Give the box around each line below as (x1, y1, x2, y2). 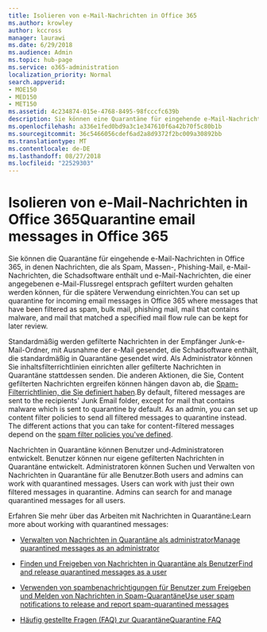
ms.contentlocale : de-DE (8, 145, 91, 153)
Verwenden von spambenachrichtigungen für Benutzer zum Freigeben (19, 583, 252, 592)
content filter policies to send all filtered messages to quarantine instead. (8, 413, 247, 422)
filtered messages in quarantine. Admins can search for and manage (8, 487, 233, 497)
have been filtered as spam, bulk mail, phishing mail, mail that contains (8, 304, 240, 314)
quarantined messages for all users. (8, 496, 126, 506)
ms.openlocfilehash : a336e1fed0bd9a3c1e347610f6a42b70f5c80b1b (8, 122, 222, 130)
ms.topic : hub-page (8, 56, 73, 64)
